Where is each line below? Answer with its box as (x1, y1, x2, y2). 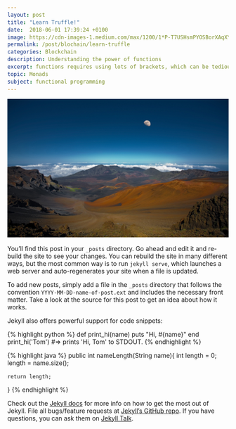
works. (7, 302, 27, 311)
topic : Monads (7, 70, 49, 77)
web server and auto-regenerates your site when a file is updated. (7, 267, 199, 275)
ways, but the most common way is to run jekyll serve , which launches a (7, 259, 222, 267)
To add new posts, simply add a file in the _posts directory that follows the (7, 280, 223, 288)
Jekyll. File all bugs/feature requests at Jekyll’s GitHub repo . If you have (7, 406, 215, 415)
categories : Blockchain (7, 49, 77, 56)
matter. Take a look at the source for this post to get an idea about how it (7, 295, 218, 304)
